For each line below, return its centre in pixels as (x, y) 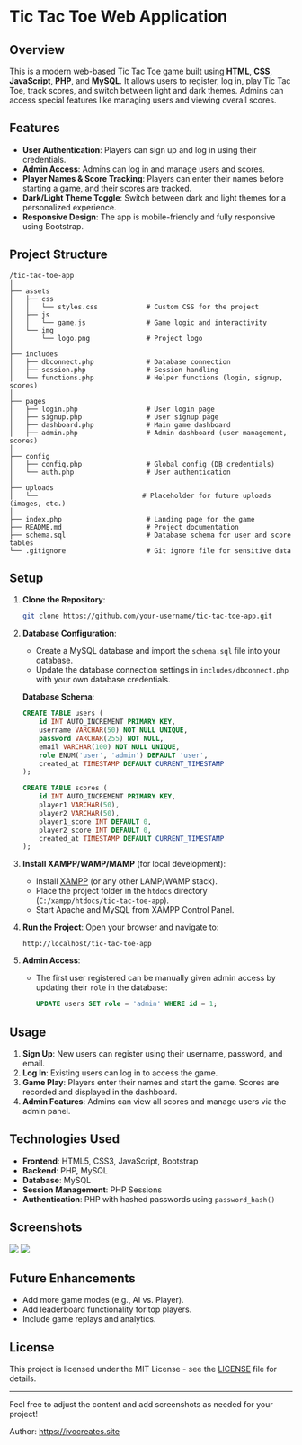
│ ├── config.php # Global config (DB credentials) (142, 464)
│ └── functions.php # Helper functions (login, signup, (146, 378)
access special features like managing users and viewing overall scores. (143, 100)
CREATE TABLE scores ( (65, 789)
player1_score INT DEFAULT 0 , (95, 821)
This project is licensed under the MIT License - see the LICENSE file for (143, 1369)
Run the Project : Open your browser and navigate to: (120, 927)
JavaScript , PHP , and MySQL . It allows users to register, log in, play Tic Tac (150, 81)
